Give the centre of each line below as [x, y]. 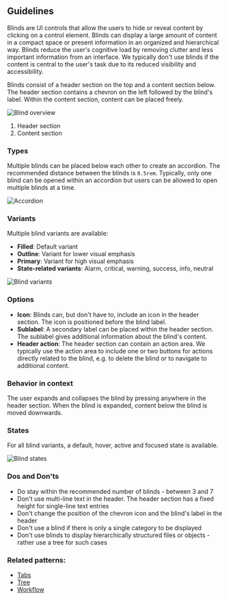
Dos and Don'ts [33, 477]
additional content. [43, 365]
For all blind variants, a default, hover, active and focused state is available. [113, 445]
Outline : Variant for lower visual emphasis [76, 254]
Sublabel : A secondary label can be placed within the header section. [115, 329]
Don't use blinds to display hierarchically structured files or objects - [113, 535]
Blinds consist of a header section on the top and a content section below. [111, 84]
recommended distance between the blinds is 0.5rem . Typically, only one [109, 173]
